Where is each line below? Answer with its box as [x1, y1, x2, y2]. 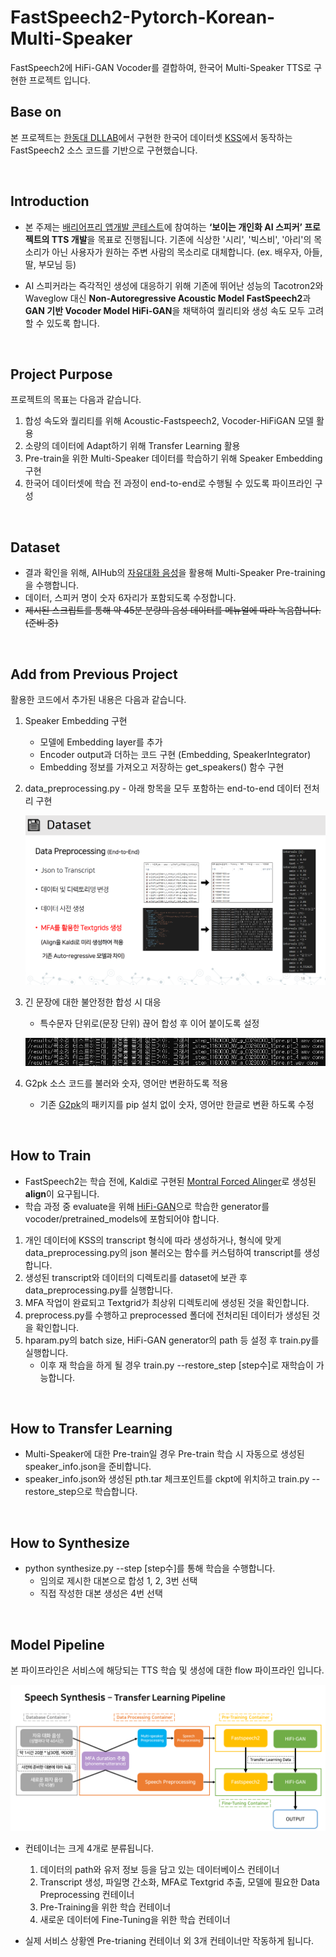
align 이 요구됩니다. [24, 1187, 100, 1200]
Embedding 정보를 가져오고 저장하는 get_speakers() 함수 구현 [39, 761, 285, 773]
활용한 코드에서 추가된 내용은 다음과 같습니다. [10, 694, 187, 705]
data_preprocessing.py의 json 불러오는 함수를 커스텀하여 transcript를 [24, 1246, 302, 1258]
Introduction [10, 193, 90, 210]
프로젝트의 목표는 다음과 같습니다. [10, 394, 142, 406]
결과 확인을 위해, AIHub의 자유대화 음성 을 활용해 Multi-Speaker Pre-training [24, 567, 326, 579]
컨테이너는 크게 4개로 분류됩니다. [24, 1842, 155, 1855]
